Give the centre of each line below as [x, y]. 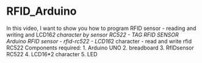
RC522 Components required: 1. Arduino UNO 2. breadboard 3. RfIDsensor [100, 48]
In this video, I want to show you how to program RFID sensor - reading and [101, 28]
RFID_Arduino [42, 11]
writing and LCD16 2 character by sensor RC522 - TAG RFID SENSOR [92, 34]
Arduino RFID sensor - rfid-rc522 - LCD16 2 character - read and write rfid [99, 41]
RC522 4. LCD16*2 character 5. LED [52, 54]
